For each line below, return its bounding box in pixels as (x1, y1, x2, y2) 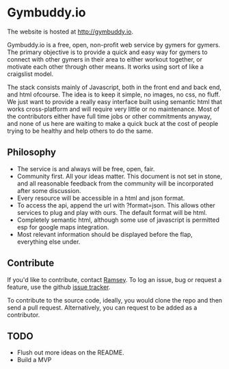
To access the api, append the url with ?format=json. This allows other (16, 201, 215, 209)
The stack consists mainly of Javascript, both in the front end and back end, (7, 83, 222, 91)
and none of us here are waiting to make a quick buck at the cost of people (7, 119, 219, 127)
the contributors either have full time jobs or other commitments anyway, (7, 112, 212, 120)
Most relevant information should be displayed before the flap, (16, 230, 193, 238)
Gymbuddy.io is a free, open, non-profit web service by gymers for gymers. (7, 40, 221, 49)
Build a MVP (16, 356, 52, 364)
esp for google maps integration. (16, 222, 109, 231)
